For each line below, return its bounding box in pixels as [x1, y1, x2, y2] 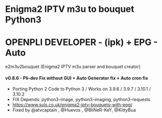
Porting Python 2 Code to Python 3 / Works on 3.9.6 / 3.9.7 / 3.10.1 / [12, 86, 151, 92]
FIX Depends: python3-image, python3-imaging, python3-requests [12, 97, 151, 103]
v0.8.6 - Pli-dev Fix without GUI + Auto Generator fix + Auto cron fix [5, 75, 149, 81]
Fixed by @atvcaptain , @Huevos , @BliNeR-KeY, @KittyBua [12, 107, 136, 113]
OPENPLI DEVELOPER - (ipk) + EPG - [5, 37, 158, 48]
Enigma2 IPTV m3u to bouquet [5, 3, 135, 15]
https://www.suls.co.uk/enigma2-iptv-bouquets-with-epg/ [12, 102, 133, 108]
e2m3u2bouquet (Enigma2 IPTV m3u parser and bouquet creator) [5, 63, 141, 70]
